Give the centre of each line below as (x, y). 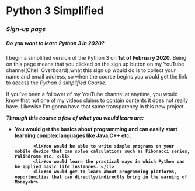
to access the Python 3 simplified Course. (56, 83)
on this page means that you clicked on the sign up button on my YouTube (95, 64)
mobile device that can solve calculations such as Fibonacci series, (102, 151)
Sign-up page (26, 29)
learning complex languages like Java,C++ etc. (73, 135)
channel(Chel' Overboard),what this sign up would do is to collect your (91, 70)
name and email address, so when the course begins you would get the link (97, 77)
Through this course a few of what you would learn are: (75, 118)
